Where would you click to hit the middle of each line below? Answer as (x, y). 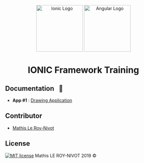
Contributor (24, 116)
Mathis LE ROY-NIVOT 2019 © (66, 156)
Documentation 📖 (34, 88)
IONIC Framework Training (83, 70)
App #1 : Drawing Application (42, 100)
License (18, 144)
